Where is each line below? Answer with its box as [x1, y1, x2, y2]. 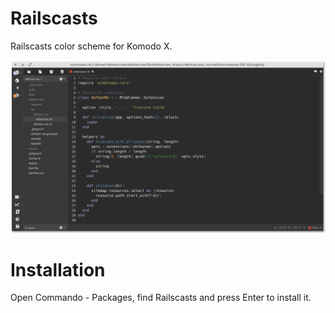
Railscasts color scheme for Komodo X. [10, 40, 173, 52]
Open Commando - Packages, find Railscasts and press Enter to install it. [10, 292, 312, 304]
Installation [10, 258, 106, 281]
